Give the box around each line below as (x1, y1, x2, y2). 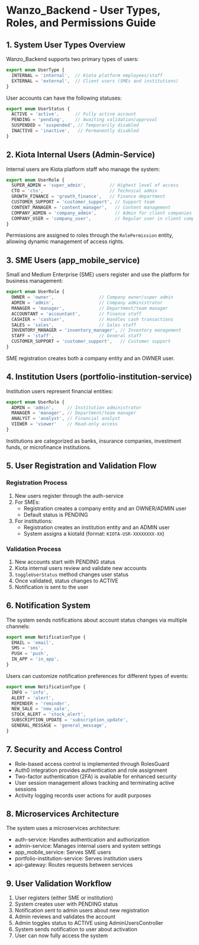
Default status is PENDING (23, 511, 88, 518)
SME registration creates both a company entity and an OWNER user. (6, 354, 175, 362)
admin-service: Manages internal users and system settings (14, 842, 161, 849)
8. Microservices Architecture (6, 809, 120, 819)
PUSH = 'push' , (11, 651, 49, 657)
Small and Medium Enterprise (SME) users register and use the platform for (6, 271, 190, 278)
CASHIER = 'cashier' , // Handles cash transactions (11, 316, 174, 322)
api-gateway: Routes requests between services (14, 861, 133, 868)
